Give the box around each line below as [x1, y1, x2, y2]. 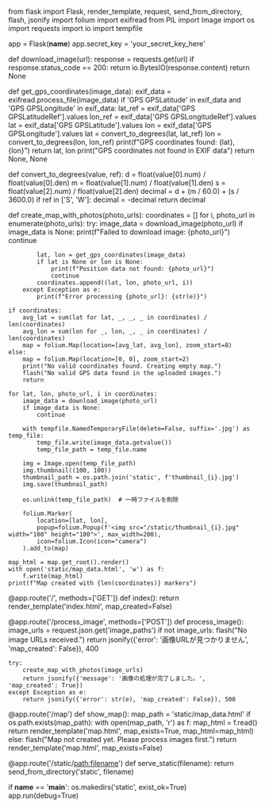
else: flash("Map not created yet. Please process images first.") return [8, 735, 237, 744]
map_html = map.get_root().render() [8, 559, 129, 566]
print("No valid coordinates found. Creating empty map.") [22, 362, 222, 370]
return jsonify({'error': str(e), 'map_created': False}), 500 [22, 695, 236, 703]
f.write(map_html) [22, 572, 83, 580]
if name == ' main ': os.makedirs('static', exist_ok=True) [8, 783, 187, 791]
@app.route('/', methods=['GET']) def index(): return [8, 593, 180, 602]
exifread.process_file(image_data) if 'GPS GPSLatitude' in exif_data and [8, 95, 242, 104]
